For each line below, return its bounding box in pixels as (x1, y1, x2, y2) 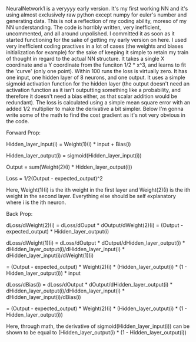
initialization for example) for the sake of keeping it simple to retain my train (6, 49, 189, 55)
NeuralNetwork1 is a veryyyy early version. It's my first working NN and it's (6, 5, 188, 12)
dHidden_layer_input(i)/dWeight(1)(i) (6, 252, 94, 259)
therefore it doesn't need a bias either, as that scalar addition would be (6, 93, 178, 100)
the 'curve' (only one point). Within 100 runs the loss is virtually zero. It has (6, 68, 187, 74)
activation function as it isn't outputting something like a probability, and (6, 87, 181, 93)
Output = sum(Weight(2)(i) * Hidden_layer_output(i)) (6, 163, 132, 170)
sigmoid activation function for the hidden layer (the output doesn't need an (6, 80, 190, 87)
